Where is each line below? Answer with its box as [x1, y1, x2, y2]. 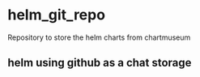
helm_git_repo [7, 6, 106, 24]
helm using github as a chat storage [7, 56, 192, 70]
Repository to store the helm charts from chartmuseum [7, 32, 191, 42]
